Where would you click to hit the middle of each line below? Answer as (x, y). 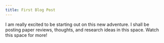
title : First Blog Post (30, 10)
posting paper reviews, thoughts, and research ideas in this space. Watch (82, 30)
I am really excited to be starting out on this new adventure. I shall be (77, 24)
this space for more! (26, 35)
